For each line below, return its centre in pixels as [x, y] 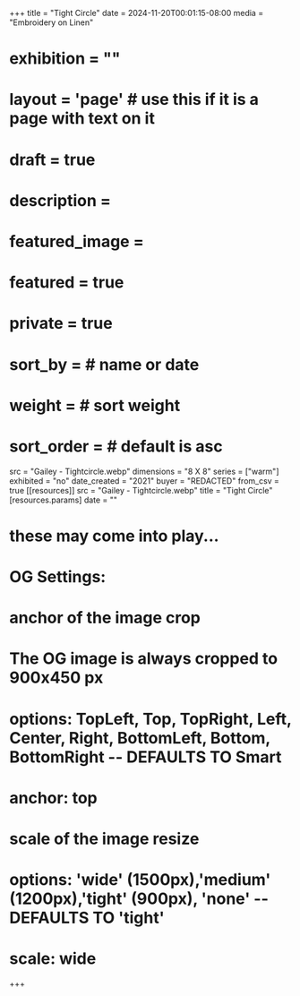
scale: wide [53, 959]
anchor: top [53, 798]
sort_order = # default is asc [116, 446]
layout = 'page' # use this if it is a [134, 100]
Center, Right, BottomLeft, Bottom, [140, 738]
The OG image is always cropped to [144, 659]
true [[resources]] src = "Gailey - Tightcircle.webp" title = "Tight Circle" [141, 490]
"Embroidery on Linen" [51, 22]
